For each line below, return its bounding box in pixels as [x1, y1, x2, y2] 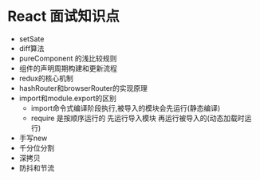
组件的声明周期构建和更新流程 [18, 63, 117, 72]
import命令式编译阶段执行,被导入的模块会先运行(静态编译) [30, 103, 221, 112]
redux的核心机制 [18, 73, 73, 83]
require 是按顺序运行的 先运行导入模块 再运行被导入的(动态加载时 [30, 113, 245, 123]
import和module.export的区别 [18, 93, 117, 103]
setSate [18, 33, 45, 44]
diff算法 [18, 43, 45, 53]
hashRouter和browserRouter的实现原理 [18, 83, 148, 92]
